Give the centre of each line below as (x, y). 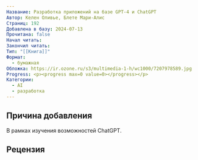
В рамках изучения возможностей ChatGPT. (64, 130)
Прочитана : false (28, 35)
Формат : (16, 57)
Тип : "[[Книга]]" (28, 52)
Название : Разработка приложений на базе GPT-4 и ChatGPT (81, 12)
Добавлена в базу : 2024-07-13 (45, 29)
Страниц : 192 (23, 23)
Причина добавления (49, 116)
